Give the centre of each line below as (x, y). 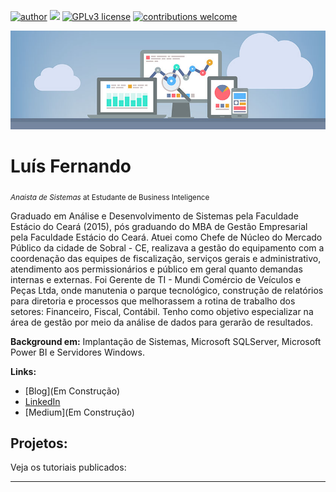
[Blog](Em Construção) (72, 391)
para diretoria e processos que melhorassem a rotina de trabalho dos (153, 301)
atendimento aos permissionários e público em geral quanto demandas (156, 269)
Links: (23, 371)
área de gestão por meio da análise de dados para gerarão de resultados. (162, 322)
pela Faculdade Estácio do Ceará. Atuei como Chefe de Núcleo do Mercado (166, 237)
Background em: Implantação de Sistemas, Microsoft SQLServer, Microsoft (166, 341)
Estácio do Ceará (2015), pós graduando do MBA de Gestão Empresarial (159, 226)
